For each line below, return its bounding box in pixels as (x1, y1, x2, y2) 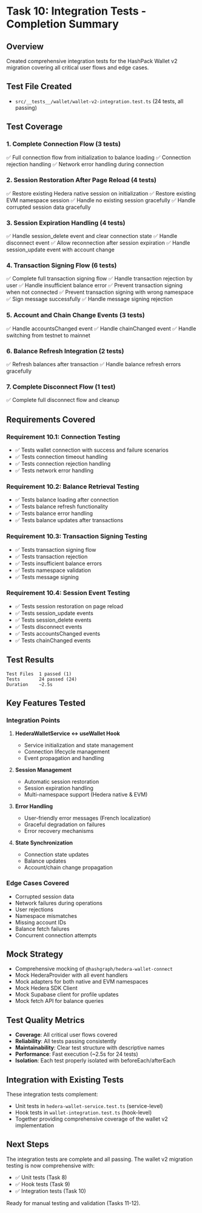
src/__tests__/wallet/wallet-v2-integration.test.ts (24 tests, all (15, 97, 184, 104)
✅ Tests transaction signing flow (15, 546, 96, 553)
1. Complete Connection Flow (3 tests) (6, 140, 121, 148)
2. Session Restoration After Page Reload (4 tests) (6, 176, 157, 185)
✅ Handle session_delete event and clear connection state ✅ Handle (6, 233, 178, 240)
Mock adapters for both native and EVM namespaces (15, 978, 149, 985)
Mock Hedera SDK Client (15, 985, 78, 992)
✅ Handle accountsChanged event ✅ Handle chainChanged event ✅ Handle (6, 325, 197, 332)
